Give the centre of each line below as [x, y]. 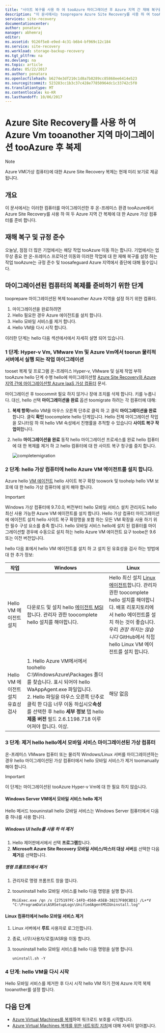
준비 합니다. [25, 220]
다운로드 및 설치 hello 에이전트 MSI [65, 607]
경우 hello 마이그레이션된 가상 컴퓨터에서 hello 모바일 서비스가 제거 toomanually [82, 760]
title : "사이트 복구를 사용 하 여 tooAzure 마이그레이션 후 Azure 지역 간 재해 [77, 10]
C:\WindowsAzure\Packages [60, 675]
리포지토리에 [140, 607]
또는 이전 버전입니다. [25, 538]
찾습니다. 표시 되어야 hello [61, 682]
